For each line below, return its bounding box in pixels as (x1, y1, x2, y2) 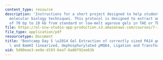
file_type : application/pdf (5, 30, 62, 34)
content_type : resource (5, 7, 53, 12)
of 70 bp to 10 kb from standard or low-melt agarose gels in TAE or (9, 20, 153, 26)
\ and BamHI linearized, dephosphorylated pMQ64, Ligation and (9, 43, 140, 48)
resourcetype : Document (5, 34, 53, 39)
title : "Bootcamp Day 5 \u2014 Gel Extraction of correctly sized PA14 (5, 39, 153, 44)
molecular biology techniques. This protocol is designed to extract (9, 16, 153, 21)
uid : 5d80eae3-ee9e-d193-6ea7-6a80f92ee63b (5, 47, 95, 52)
